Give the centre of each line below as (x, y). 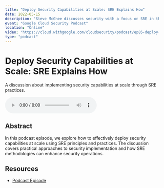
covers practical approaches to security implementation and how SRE (75, 148)
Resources (22, 169)
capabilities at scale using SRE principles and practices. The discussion (77, 143)
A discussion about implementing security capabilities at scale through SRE (81, 85)
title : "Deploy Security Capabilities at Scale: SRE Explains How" (75, 10)
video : (12, 32)
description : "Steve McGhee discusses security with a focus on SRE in (79, 19)
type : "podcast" (21, 37)
